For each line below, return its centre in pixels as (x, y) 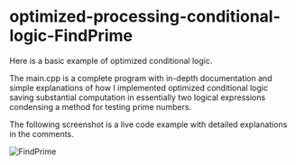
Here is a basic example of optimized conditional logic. (111, 60)
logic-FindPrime (71, 36)
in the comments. (42, 133)
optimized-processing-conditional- (145, 17)
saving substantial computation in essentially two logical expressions (138, 97)
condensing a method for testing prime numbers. (101, 106)
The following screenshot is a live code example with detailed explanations (148, 124)
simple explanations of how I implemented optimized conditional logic (139, 87)
